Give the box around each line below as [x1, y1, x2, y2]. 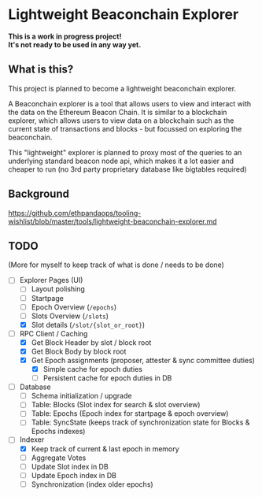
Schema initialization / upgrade [31, 391, 132, 401]
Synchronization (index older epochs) [31, 479, 153, 489]
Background [8, 187, 69, 201]
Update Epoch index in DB [31, 470, 116, 480]
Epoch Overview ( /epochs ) [31, 302, 117, 312]
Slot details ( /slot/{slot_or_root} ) [31, 320, 146, 329]
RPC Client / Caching [19, 328, 88, 338]
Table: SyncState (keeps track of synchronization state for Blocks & [31, 417, 250, 427]
